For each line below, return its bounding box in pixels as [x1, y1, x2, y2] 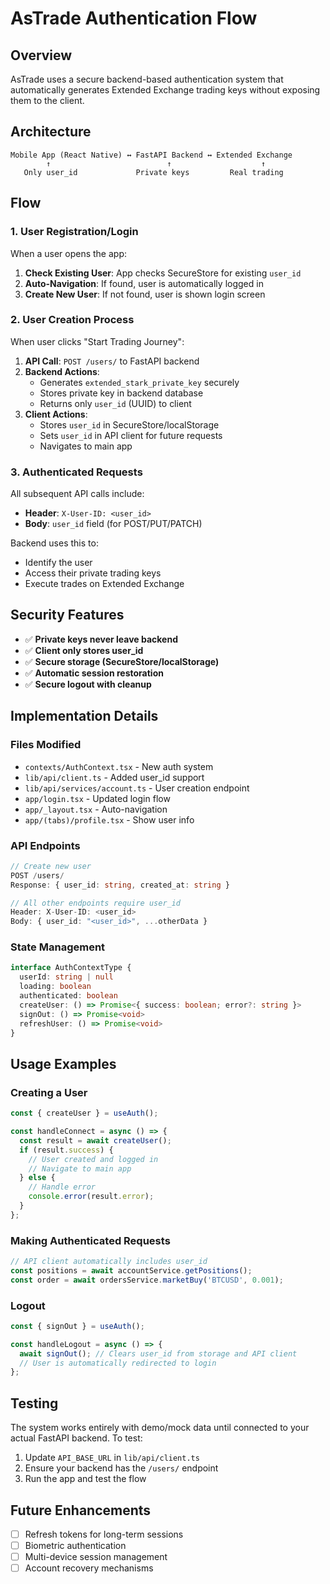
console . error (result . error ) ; [28, 1192, 155, 1202]
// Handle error [28, 1182, 97, 1192]
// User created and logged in [28, 1154, 159, 1164]
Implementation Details [10, 708, 159, 725]
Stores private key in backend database [39, 387, 204, 399]
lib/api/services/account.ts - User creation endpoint [24, 782, 250, 794]
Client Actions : [24, 408, 88, 420]
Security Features [10, 607, 125, 624]
